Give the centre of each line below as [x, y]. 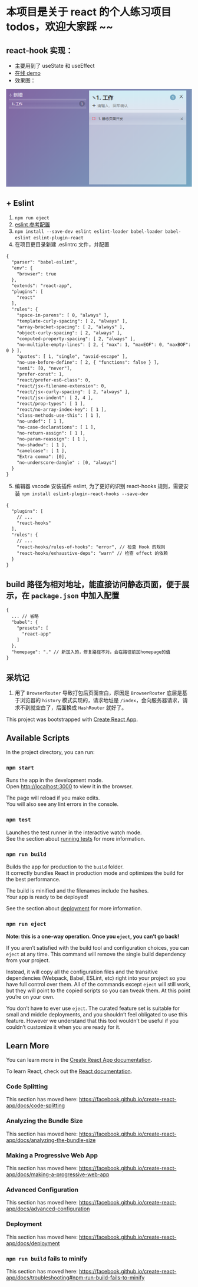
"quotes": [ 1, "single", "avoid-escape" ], [72, 356]
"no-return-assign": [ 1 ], [51, 433]
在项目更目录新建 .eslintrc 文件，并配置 [62, 244]
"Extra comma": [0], [42, 457]
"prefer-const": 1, [41, 374]
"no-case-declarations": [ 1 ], [56, 427]
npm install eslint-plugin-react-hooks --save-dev [85, 494]
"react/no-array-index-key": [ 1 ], [62, 409]
